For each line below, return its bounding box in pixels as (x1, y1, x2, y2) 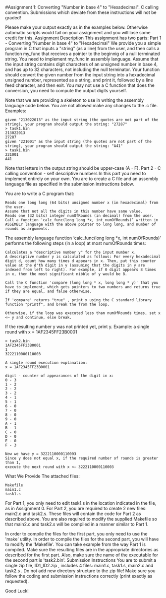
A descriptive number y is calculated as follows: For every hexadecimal (5, 254, 161, 259)
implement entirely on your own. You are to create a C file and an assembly (5, 176, 159, 182)
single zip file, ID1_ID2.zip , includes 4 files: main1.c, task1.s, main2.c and (5, 563, 154, 568)
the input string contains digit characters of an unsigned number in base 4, (5, 62, 158, 67)
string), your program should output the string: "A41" (5, 143, 123, 148)
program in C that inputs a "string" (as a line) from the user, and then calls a (5, 46, 160, 51)
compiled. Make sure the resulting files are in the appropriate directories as (5, 547, 159, 552)
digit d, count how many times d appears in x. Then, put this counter (5, 259, 156, 264)
